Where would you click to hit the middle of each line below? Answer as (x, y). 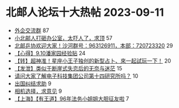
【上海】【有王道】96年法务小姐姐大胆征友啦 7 (72, 98)
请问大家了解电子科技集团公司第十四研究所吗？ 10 (76, 76)
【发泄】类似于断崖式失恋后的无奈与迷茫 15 (68, 68)
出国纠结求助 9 (33, 83)
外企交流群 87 (32, 30)
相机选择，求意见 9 (38, 91)
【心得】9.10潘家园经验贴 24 (50, 53)
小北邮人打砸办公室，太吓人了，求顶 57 (63, 38)
